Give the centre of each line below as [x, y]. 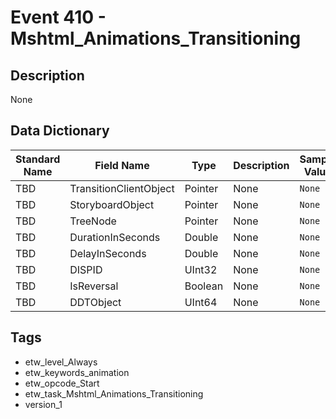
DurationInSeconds [115, 237]
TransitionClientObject [122, 188]
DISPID [86, 269]
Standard [38, 159]
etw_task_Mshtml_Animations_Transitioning [114, 393]
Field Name [122, 165]
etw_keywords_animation [77, 372]
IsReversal [94, 286]
